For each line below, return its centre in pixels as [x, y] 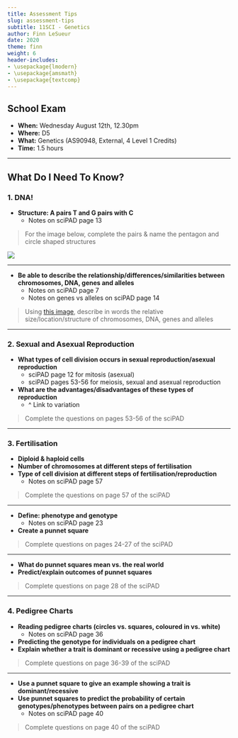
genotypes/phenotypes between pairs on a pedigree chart [106, 705]
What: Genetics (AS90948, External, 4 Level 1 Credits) [97, 141]
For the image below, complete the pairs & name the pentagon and [122, 234]
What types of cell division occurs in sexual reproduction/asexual [116, 359]
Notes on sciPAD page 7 [63, 290]
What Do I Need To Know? [66, 177]
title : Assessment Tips [42, 14]
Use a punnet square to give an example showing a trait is [104, 683]
